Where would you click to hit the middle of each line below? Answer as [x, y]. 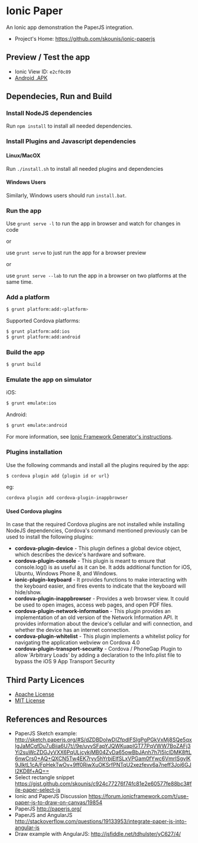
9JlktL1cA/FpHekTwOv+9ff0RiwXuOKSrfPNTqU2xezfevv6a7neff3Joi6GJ [103, 765]
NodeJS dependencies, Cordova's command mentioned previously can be [97, 531]
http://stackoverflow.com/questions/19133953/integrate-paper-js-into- [101, 821]
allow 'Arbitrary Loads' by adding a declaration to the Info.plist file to [98, 655]
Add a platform [28, 297]
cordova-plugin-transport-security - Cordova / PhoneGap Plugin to [98, 649]
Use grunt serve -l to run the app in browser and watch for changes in [93, 223]
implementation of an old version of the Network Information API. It [96, 617]
